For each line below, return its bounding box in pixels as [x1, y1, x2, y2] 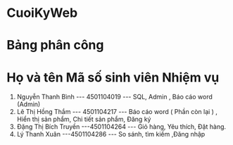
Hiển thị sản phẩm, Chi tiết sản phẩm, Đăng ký [16, 115, 151, 124]
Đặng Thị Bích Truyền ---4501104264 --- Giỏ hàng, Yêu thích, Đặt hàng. [16, 122, 227, 131]
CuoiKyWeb [6, 5, 78, 21]
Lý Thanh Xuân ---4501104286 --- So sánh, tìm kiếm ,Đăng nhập [16, 130, 206, 139]
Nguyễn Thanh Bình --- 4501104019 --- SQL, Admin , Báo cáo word [16, 93, 213, 101]
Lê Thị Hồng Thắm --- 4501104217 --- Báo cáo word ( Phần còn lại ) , [16, 108, 218, 116]
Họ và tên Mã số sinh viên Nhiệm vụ [6, 69, 220, 85]
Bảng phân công [6, 37, 104, 53]
